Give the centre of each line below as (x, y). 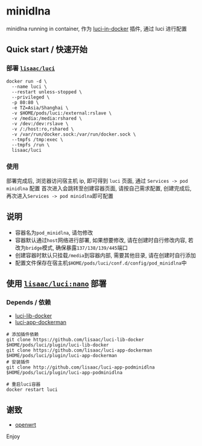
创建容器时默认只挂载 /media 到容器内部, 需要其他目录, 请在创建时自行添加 (105, 255)
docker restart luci (32, 390)
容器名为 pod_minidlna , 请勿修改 (54, 232)
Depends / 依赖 (29, 303)
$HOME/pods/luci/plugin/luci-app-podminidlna (64, 373)
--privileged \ (31, 97)
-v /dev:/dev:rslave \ (40, 123)
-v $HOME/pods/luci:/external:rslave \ (62, 113)
